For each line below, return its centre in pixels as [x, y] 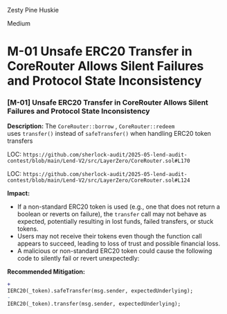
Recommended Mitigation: [46, 272]
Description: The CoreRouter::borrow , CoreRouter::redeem [91, 126]
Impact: [18, 193]
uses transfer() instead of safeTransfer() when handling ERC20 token [109, 134]
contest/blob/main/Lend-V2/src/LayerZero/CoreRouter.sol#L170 [99, 161]
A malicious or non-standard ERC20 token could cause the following [115, 251]
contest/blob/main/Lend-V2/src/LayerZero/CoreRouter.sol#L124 [99, 181]
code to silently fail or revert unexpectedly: [78, 259]
